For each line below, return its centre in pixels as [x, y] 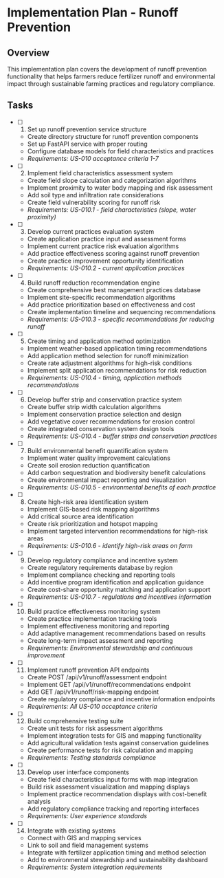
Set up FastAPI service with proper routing [87, 144]
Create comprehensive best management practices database [114, 289]
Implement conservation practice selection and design [104, 414]
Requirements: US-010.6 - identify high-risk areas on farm [110, 545]
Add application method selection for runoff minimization [108, 355]
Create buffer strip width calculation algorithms [94, 406]
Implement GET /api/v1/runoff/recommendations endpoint [109, 684]
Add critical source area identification [80, 516]
